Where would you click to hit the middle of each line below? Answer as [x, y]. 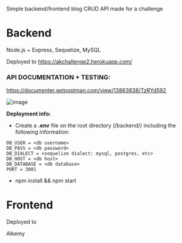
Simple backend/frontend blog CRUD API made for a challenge [85, 9]
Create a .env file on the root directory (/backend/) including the [95, 126]
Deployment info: [29, 114]
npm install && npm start [46, 181]
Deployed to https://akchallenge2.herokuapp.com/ [69, 61]
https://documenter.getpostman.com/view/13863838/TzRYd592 [86, 91]
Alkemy [16, 234]
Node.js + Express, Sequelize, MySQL [54, 50]
